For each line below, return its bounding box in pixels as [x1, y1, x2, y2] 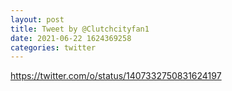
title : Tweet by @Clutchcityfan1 [10, 24, 150, 34]
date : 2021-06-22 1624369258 [10, 33, 132, 43]
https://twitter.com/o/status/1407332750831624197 [10, 70, 222, 82]
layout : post [10, 14, 65, 25]
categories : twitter [10, 42, 97, 53]
